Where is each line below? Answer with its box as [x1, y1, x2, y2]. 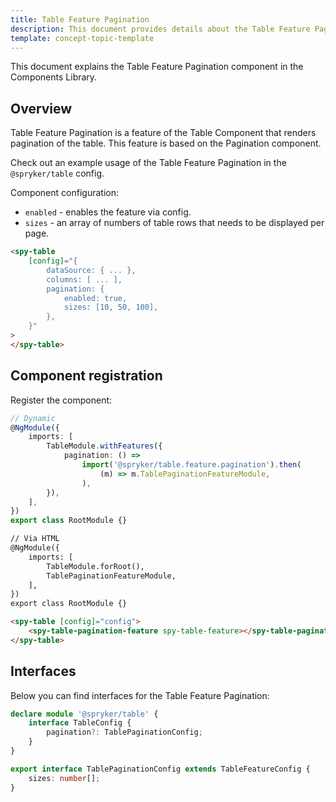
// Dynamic [10, 413, 56, 423]
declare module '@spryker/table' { [10, 709, 159, 719]
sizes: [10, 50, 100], [63, 302, 159, 313]
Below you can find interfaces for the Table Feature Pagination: [10, 689, 270, 701]
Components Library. [10, 71, 98, 83]
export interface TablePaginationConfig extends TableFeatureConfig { [10, 764, 311, 774]
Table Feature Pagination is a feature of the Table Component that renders [10, 127, 317, 139]
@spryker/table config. [10, 167, 105, 180]
